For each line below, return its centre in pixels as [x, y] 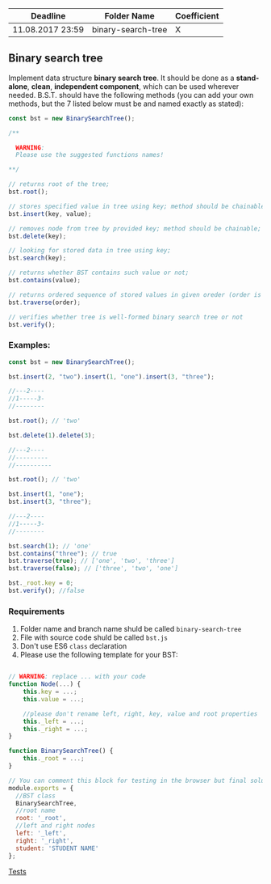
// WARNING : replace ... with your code [77, 677]
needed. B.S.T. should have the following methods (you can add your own [131, 95]
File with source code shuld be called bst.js [94, 637]
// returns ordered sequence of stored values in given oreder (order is [135, 294]
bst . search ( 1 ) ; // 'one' [50, 546]
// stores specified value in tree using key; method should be [119, 206]
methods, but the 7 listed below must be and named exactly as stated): [126, 104]
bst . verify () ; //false [46, 591]
